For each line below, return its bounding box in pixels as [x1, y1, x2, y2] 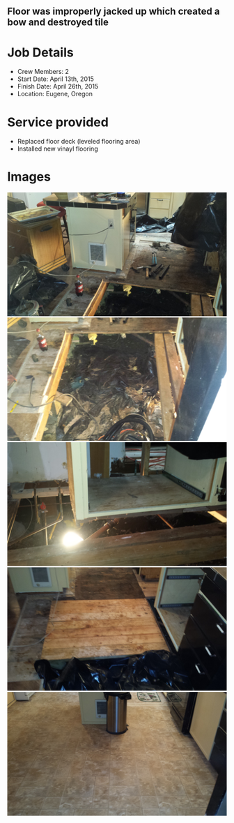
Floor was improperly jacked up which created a [7, 6, 220, 17]
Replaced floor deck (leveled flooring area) [17, 137, 141, 146]
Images [7, 169, 51, 185]
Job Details [7, 45, 75, 60]
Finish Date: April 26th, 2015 [17, 82, 99, 91]
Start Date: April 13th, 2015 [17, 75, 94, 83]
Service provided [7, 114, 109, 130]
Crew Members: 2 [17, 68, 70, 76]
